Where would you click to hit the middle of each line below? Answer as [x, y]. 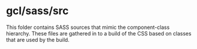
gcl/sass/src [37, 11]
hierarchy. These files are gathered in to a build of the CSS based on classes [99, 33]
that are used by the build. [38, 40]
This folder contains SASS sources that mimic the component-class [88, 27]
